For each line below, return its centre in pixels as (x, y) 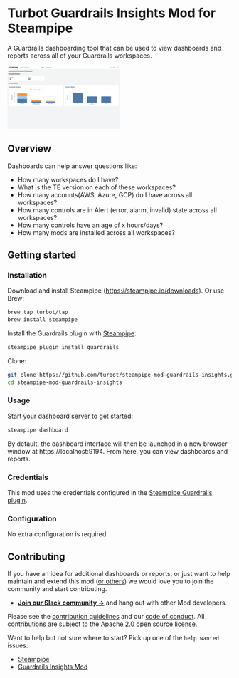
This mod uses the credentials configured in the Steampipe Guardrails (110, 493)
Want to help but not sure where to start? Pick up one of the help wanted (113, 638)
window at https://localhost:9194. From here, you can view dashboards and (118, 451)
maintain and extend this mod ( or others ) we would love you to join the (111, 581)
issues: (18, 645)
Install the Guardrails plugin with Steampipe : (72, 333)
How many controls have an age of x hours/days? (90, 225)
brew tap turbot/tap (38, 312)
